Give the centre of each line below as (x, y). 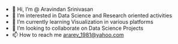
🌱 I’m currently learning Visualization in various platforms (82, 22)
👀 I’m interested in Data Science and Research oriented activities (92, 15)
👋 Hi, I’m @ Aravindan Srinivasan (52, 9)
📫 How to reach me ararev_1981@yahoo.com (68, 35)
